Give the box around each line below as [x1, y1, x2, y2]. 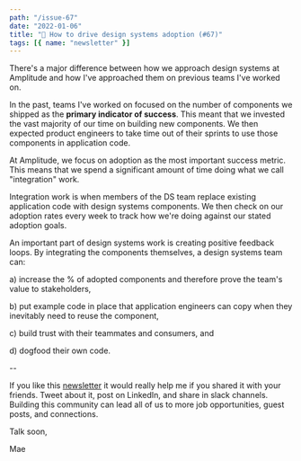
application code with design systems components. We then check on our [9, 201, 284, 212]
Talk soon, [9, 426, 48, 437]
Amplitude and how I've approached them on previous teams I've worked [9, 73, 280, 84]
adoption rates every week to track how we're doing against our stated [9, 210, 271, 221]
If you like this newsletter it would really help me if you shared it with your [9, 380, 281, 391]
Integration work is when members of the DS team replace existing [9, 191, 257, 202]
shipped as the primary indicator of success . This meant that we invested [9, 109, 286, 120]
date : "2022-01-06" [9, 22, 83, 31]
